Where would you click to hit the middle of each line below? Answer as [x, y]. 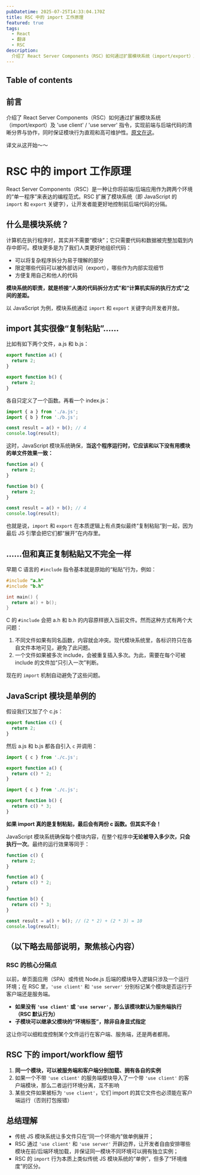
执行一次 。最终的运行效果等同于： [48, 844]
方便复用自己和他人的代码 [46, 275]
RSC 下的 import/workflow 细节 [65, 1055]
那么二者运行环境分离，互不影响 [80, 1085]
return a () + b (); [35, 602]
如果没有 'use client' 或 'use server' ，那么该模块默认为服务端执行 [98, 1007]
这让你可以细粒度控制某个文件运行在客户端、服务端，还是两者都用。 [90, 1034]
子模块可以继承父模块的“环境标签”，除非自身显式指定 [80, 1022]
